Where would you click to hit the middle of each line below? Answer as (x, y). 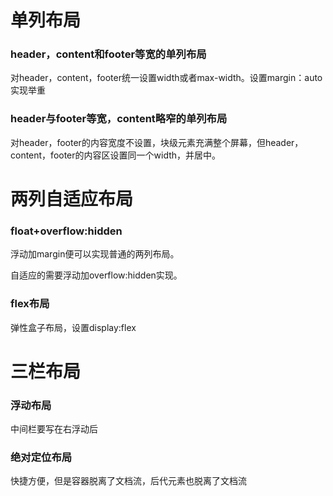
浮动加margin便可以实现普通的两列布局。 (95, 254)
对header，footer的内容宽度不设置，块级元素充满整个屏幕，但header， (157, 142)
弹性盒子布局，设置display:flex (73, 327)
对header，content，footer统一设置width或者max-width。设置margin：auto (166, 78)
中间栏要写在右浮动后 (54, 429)
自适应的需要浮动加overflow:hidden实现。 (96, 275)
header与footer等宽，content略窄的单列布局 (119, 119)
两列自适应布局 (72, 198)
